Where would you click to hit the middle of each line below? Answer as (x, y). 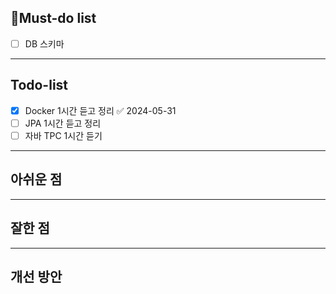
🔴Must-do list (53, 18)
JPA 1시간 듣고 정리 (63, 123)
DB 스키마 (44, 43)
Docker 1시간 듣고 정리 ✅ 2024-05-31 (100, 110)
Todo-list (39, 85)
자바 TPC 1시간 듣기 (63, 135)
